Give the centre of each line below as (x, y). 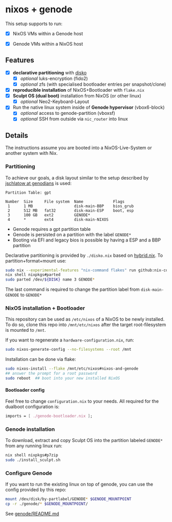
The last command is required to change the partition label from (72, 289)
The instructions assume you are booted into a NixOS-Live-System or (79, 148)
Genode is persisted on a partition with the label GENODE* (72, 234)
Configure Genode (29, 473)
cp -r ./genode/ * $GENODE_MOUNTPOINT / (47, 504)
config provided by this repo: (36, 490)
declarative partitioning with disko (50, 72)
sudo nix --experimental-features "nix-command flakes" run (71, 270)
